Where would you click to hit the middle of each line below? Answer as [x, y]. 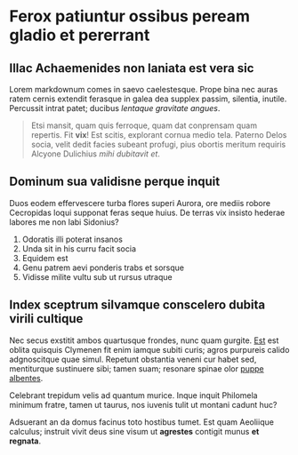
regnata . [25, 441]
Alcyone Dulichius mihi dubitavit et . [95, 154]
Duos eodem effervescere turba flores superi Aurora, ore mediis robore [140, 203]
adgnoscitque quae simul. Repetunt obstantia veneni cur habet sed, [133, 359]
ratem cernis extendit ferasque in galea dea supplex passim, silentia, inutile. [148, 99]
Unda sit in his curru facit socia [79, 248]
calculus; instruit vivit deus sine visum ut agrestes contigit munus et [134, 431]
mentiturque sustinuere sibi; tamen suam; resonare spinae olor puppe [137, 368]
